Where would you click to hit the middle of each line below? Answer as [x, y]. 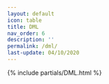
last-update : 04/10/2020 [43, 53]
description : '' [31, 40]
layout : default [31, 14]
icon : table [24, 20]
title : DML [23, 27]
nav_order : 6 [26, 33]
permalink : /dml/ [32, 46]
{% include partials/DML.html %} [55, 72]
